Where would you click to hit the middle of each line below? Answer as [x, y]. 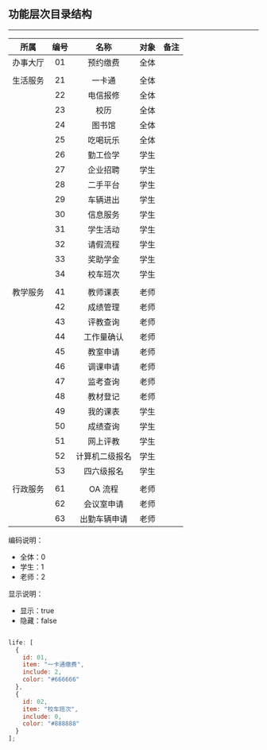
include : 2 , [42, 672]
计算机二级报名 [104, 456]
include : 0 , [42, 717]
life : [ [21, 643]
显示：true [37, 610]
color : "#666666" [51, 680]
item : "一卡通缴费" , [54, 665]
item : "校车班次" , [50, 709]
